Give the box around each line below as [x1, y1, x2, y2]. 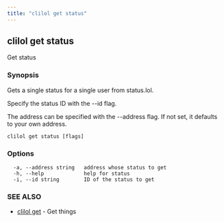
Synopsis [7, 70, 39, 80]
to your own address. [7, 120, 67, 128]
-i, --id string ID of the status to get [13, 176, 155, 183]
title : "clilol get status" [7, 10, 88, 17]
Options [7, 148, 34, 158]
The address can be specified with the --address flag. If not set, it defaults [7, 112, 218, 120]
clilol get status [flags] [7, 133, 84, 140]
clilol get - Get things [16, 208, 77, 216]
